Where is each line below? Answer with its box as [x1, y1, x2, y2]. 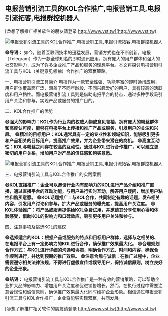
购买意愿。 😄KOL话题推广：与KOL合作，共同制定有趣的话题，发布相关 [13, 194, 160, 200]
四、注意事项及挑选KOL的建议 [5, 224, 66, 230]
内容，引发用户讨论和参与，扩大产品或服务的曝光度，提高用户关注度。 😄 [5, 200, 156, 206]
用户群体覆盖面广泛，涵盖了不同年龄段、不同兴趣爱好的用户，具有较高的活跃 [5, 85, 163, 91]
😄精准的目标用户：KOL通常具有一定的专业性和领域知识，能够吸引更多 [14, 131, 160, 137]
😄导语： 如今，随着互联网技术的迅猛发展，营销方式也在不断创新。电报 [5, 49, 151, 55]
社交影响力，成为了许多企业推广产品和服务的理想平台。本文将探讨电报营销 [5, 62, 158, 68]
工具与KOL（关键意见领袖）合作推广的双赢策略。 [9, 68, 110, 74]
